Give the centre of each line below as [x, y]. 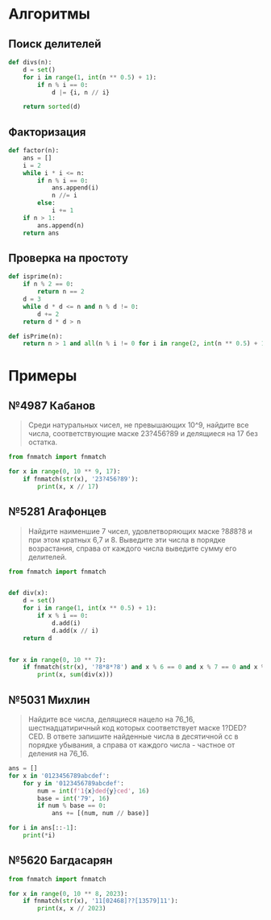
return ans [41, 233]
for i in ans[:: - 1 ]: [43, 828]
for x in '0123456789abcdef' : [59, 776]
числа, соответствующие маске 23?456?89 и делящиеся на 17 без [143, 434]
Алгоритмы [49, 14]
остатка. [43, 442]
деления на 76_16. [58, 753]
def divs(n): [30, 62]
